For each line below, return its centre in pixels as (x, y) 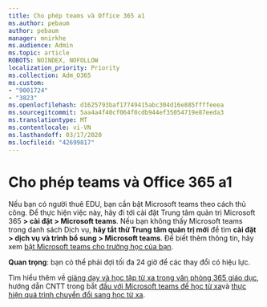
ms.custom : (26, 83)
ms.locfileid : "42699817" (51, 142)
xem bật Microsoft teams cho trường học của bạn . (91, 247)
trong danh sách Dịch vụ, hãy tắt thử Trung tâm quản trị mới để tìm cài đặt (132, 230)
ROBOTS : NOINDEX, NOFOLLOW (53, 61)
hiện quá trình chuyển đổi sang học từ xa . (77, 295)
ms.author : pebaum (39, 23)
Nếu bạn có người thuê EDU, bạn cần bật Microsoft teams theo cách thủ (127, 204)
